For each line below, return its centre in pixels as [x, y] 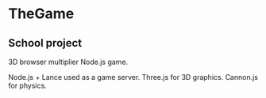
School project [45, 43]
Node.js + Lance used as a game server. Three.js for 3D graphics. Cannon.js [133, 77]
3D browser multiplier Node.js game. [68, 62]
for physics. [28, 85]
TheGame [41, 14]
